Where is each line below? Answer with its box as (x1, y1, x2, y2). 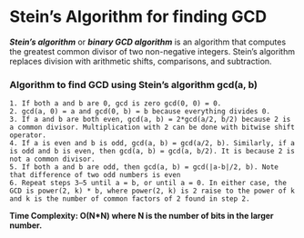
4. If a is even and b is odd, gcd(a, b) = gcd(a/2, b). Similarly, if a (9, 139, 296, 148)
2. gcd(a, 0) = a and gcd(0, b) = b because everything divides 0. (9, 107, 271, 116)
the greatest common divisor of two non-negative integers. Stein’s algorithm (9, 45, 296, 56)
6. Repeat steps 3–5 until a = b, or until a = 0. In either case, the (9, 179, 287, 188)
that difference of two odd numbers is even (9, 171, 181, 180)
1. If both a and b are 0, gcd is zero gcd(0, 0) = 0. (9, 99, 222, 108)
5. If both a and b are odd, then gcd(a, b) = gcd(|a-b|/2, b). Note (9, 163, 279, 172)
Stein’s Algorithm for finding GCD (9, 6, 267, 27)
